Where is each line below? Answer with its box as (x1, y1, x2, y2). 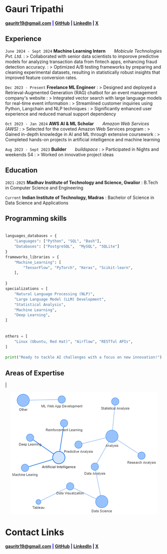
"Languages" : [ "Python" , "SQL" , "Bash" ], (14, 239, 101, 244)
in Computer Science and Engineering (5, 184, 83, 191)
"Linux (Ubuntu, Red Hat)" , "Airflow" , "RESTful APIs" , (14, 339, 133, 344)
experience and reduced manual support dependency (5, 111, 116, 117)
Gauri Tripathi (5, 4, 64, 15)
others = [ (5, 334, 28, 339)
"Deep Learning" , (14, 313, 50, 318)
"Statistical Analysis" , (14, 302, 66, 307)
